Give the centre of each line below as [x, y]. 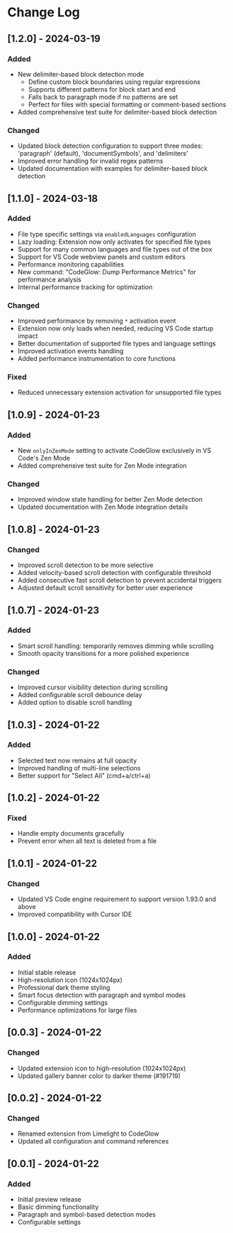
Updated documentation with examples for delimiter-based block [113, 168]
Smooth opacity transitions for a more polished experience [103, 653]
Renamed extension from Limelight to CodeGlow [88, 1134]
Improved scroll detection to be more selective [85, 565]
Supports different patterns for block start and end [102, 89]
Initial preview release [49, 1199]
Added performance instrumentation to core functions [96, 359]
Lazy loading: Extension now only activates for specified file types [114, 242]
